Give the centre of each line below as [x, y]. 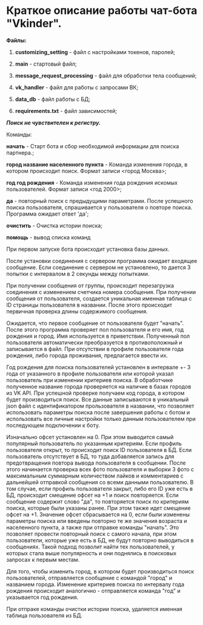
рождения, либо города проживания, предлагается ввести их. [87, 355]
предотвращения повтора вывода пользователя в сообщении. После [96, 463]
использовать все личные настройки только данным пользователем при [101, 418]
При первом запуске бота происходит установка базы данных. [88, 249]
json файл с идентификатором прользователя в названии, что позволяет [100, 406]
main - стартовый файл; [46, 64]
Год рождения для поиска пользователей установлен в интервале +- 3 [98, 367]
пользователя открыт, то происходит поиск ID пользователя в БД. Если [99, 449]
